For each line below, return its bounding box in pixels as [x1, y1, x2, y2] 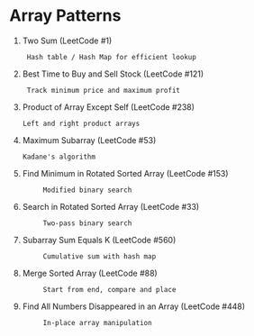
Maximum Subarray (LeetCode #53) [22, 134, 157, 145]
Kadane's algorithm [22, 152, 96, 161]
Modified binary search [42, 186, 132, 195]
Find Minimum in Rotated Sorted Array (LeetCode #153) [22, 168, 229, 178]
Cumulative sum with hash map [42, 251, 157, 261]
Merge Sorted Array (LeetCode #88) [22, 268, 158, 278]
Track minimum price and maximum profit [26, 86, 181, 95]
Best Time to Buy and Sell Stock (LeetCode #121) [22, 68, 204, 79]
